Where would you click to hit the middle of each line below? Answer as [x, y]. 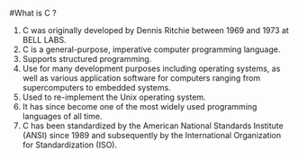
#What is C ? [33, 13]
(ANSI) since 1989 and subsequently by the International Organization [152, 135]
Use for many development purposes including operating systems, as [151, 68]
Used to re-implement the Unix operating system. [114, 97]
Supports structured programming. [87, 59]
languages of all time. [62, 116]
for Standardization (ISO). [70, 145]
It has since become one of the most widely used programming [140, 106]
